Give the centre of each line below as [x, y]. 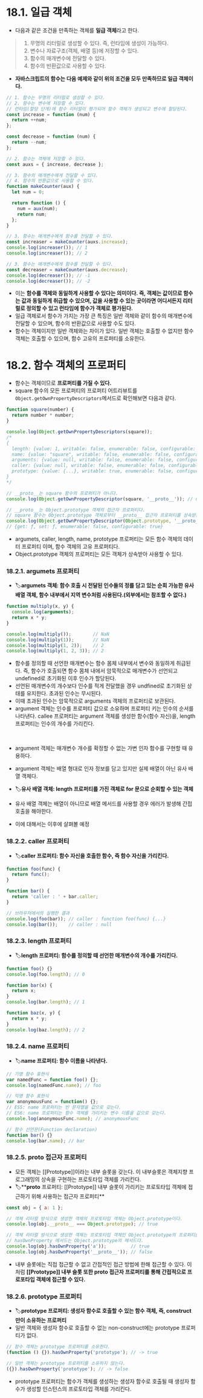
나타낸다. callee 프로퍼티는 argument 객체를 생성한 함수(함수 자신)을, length [105, 716]
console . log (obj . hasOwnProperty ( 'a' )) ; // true [78, 1246]
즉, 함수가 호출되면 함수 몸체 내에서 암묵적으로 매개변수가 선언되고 [101, 671]
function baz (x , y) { [34, 1013]
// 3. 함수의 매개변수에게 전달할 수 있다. [52, 175]
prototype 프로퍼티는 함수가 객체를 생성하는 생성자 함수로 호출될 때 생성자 [102, 1381]
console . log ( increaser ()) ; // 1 [47, 248]
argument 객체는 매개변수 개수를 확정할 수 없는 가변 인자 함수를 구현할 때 [101, 748]
